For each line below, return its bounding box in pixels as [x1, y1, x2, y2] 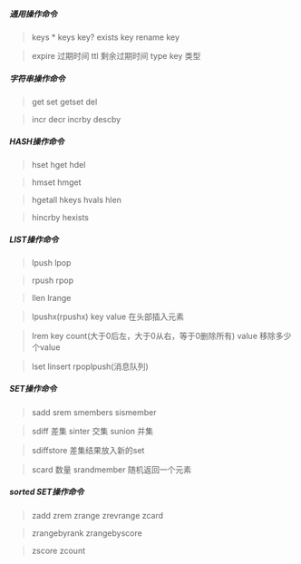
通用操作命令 [9, 8, 57, 19]
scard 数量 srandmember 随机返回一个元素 [31, 463, 192, 475]
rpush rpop [31, 275, 74, 286]
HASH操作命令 [9, 136, 65, 147]
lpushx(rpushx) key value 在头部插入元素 [31, 311, 184, 322]
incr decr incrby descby [31, 113, 121, 124]
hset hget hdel [31, 159, 86, 170]
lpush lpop [31, 257, 72, 267]
